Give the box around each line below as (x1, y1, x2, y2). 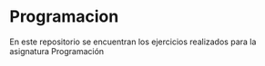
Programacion (9, 6, 119, 27)
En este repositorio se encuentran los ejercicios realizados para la (9, 36, 257, 47)
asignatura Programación (9, 45, 105, 56)
